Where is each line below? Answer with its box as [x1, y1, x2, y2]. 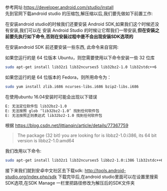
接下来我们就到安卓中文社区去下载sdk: [5, 168, 83, 174]
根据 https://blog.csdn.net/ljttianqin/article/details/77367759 [5, 122, 129, 128]
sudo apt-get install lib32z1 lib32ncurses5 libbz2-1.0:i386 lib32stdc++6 [5, 158, 164, 163]
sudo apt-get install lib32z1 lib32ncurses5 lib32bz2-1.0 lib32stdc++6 [5, 65, 157, 70]
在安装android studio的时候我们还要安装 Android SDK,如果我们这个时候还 [5, 21, 155, 27]
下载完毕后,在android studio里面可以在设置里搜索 [58, 174, 159, 180]
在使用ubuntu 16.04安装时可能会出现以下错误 [5, 94, 97, 99]
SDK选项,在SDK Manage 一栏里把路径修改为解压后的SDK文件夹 [5, 180, 135, 186]
